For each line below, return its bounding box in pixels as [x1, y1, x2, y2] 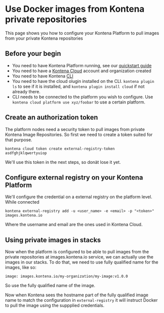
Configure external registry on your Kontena [5, 173, 143, 182]
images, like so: [5, 264, 37, 270]
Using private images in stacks [5, 235, 101, 244]
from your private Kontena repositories [5, 35, 83, 41]
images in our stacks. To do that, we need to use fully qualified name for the [5, 259, 159, 265]
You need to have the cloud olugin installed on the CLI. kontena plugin [12, 78, 154, 84]
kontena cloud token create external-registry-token [5, 146, 115, 151]
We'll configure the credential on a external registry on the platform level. [5, 194, 153, 200]
